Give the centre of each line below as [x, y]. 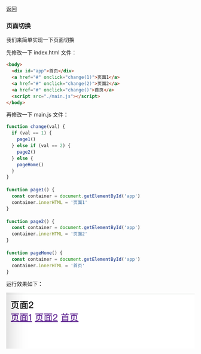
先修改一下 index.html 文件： [42, 53]
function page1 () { [31, 190]
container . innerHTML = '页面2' [50, 234]
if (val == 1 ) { [32, 133]
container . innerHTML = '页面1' [50, 202]
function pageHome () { [34, 253]
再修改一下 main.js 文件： [37, 115]
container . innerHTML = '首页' [48, 265]
